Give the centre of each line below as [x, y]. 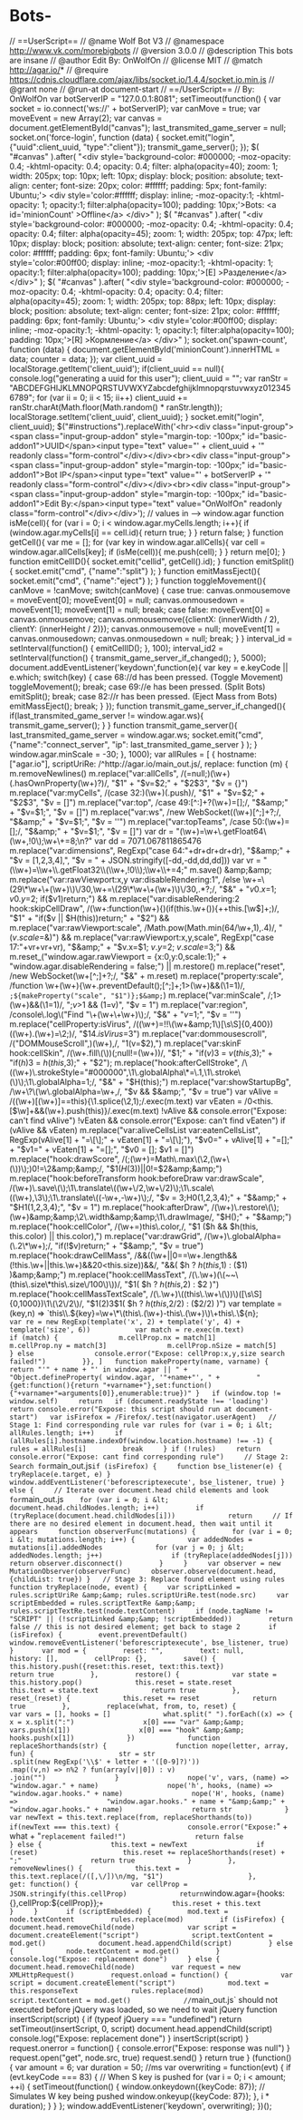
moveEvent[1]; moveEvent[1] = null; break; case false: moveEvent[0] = [140, 610]
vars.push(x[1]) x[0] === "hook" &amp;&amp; [127, 1730]
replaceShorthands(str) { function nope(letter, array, [149, 1746]
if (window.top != [246, 1393]
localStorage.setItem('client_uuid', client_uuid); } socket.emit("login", [137, 416]
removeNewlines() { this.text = [95, 1868]
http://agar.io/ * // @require [59, 70]
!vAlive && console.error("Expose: [224, 1110]
